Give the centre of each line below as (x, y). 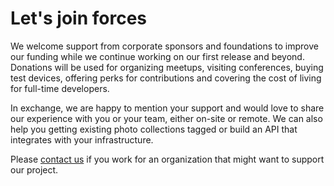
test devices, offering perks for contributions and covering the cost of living (166, 78)
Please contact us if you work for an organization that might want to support (167, 159)
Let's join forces (79, 18)
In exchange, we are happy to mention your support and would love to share (167, 108)
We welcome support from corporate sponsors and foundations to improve (164, 46)
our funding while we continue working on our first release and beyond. (157, 56)
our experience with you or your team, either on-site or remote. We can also (166, 118)
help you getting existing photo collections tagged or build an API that (154, 129)
